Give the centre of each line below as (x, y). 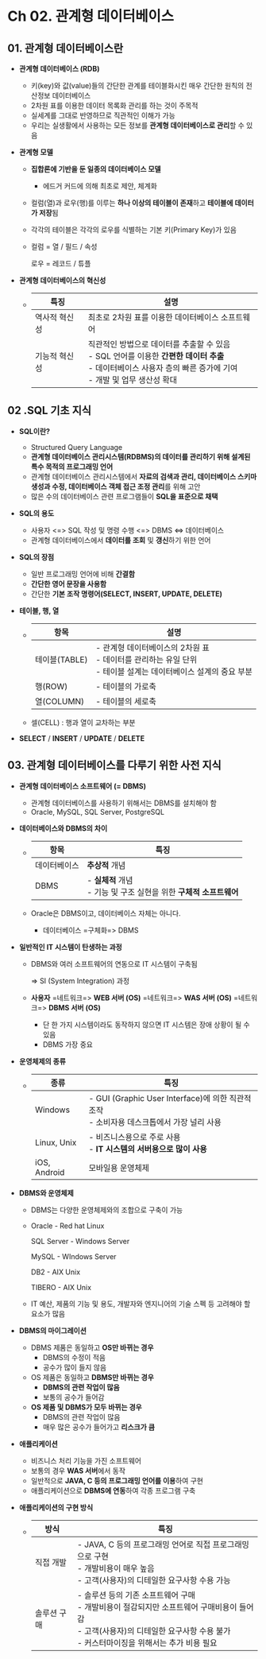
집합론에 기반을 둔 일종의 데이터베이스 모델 (96, 169)
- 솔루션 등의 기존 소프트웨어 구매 (137, 1595)
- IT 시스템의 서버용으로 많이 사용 (148, 1149)
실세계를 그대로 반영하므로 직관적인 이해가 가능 (103, 115)
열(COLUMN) (60, 701)
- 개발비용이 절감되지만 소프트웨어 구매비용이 (157, 1607)
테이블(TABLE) (61, 659)
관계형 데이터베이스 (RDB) (59, 69)
